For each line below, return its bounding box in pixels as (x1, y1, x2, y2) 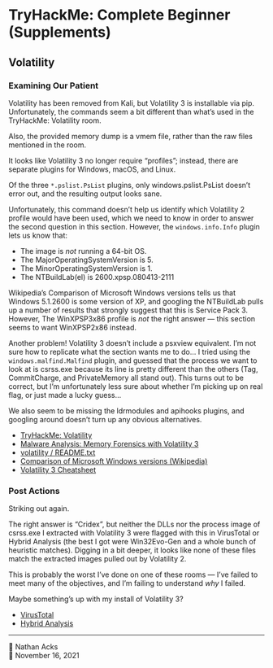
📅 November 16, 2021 (8, 651, 80, 661)
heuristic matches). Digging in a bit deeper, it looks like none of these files (8, 545, 256, 555)
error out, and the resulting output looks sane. (8, 189, 162, 199)
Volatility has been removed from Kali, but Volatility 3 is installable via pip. (8, 98, 254, 107)
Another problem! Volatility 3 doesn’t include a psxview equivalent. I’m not (8, 338, 257, 347)
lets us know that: (8, 230, 67, 240)
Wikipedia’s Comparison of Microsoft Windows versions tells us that (8, 287, 236, 298)
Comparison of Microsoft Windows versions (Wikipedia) (19, 456, 208, 465)
